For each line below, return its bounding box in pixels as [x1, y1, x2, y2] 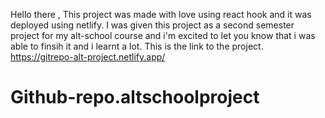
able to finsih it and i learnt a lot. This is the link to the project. [10, 40, 264, 52]
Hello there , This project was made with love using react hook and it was [10, 9, 312, 20]
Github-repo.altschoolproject [10, 86, 260, 109]
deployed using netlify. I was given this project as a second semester [10, 19, 295, 31]
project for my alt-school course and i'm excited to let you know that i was [10, 30, 316, 41]
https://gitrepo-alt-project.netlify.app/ [10, 51, 166, 63]
